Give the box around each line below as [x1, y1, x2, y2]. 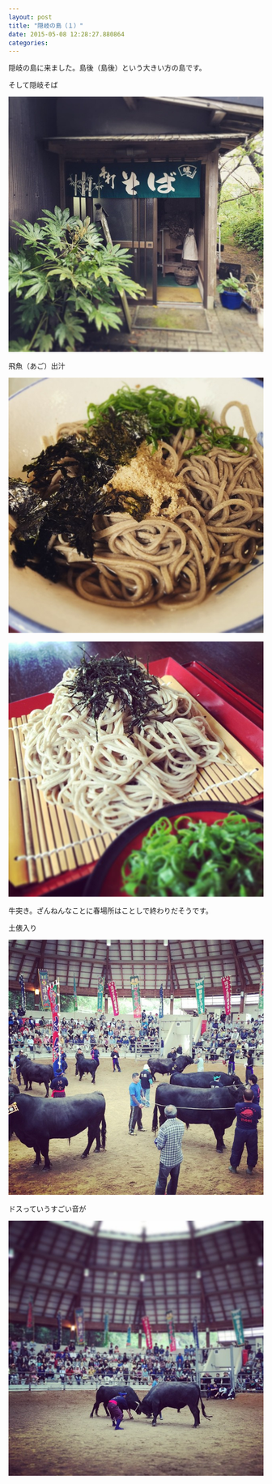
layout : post [8, 13, 53, 21]
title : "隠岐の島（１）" [8, 21, 83, 30]
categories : [8, 39, 49, 47]
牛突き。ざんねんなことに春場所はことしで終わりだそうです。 [8, 906, 213, 915]
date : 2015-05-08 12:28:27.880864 [8, 30, 125, 38]
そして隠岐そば [8, 80, 58, 90]
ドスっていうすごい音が [8, 1204, 87, 1214]
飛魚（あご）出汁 [8, 361, 66, 371]
